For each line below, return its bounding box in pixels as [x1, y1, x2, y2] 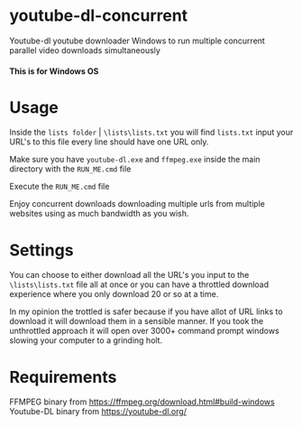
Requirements [9, 366, 117, 387]
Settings [9, 240, 74, 260]
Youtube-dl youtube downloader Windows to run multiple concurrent [9, 35, 266, 46]
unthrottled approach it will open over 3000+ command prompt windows [9, 326, 279, 337]
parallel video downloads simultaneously [9, 44, 160, 55]
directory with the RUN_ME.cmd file [9, 163, 132, 174]
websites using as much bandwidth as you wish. [9, 208, 189, 219]
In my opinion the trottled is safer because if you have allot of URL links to [9, 306, 283, 317]
